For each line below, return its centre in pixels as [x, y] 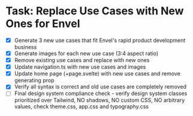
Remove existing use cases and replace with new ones [82, 60]
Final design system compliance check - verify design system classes [101, 93]
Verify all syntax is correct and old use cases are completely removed [100, 87]
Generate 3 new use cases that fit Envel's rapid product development [100, 40]
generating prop [34, 80]
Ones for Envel [43, 24]
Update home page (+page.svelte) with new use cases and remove [97, 74]
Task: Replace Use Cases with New [95, 11]
